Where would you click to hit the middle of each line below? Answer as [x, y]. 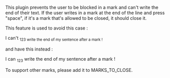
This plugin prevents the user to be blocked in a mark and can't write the [82, 7]
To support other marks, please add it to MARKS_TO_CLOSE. [69, 70]
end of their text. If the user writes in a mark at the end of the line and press [85, 13]
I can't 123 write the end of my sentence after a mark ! [54, 39]
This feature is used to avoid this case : [47, 28]
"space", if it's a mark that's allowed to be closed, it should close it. [76, 18]
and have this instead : [29, 49]
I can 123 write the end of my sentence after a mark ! [60, 59]
